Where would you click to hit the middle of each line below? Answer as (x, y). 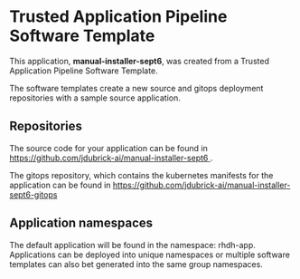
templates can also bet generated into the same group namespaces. (136, 264)
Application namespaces (81, 223)
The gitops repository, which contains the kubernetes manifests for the (141, 175)
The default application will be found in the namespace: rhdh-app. (132, 245)
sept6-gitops (33, 194)
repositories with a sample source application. (95, 98)
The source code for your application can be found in (108, 148)
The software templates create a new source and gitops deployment (136, 88)
